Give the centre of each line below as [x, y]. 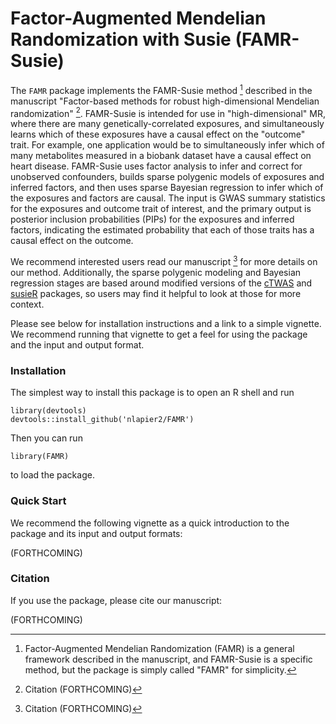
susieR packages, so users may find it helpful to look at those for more [156, 293]
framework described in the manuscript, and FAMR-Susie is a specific [168, 659]
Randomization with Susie [121, 39]
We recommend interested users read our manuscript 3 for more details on [164, 260]
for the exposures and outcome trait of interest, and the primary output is [161, 209]
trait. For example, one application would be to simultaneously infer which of [167, 145]
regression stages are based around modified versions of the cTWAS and [161, 283]
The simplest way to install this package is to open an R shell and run [152, 393]
